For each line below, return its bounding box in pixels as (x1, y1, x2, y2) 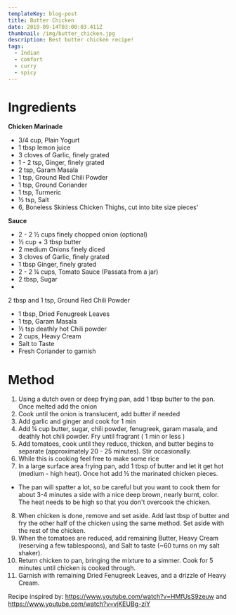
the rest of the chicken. (18, 527, 86, 535)
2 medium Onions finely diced (18, 245, 105, 253)
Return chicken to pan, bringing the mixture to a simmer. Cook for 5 (18, 556, 214, 565)
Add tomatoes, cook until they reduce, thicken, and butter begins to (18, 439, 214, 448)
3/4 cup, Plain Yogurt (18, 136, 80, 145)
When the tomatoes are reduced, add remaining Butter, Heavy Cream (18, 534, 219, 543)
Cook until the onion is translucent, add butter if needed (18, 410, 181, 418)
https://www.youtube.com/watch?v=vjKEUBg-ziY (8, 600, 151, 608)
